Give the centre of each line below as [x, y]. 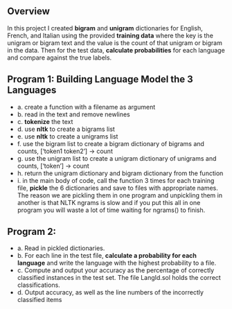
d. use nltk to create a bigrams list [66, 129]
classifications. [38, 285]
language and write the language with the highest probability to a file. [117, 263]
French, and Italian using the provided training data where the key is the [110, 35]
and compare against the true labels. [60, 58]
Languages [32, 90]
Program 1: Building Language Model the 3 [100, 79]
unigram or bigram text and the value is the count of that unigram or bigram [115, 43]
